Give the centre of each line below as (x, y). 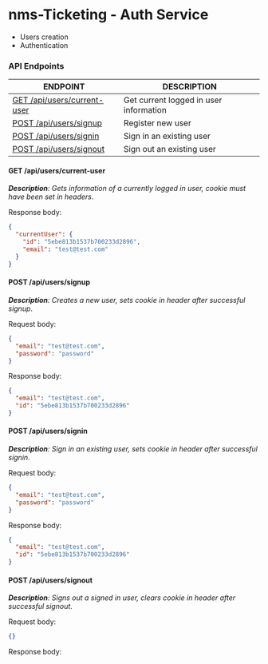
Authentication (44, 45)
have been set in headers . (51, 197)
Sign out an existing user (170, 149)
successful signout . (41, 606)
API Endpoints (36, 66)
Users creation (44, 37)
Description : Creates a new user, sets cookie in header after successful (127, 300)
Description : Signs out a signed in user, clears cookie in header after (122, 598)
